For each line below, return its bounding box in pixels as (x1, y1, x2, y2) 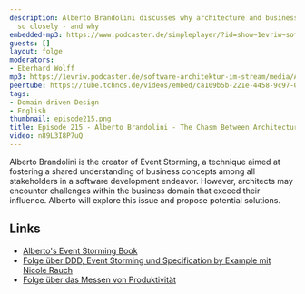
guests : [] (9, 38, 51, 48)
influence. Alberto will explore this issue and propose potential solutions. (9, 194, 281, 205)
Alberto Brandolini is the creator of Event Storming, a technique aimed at (9, 156, 281, 167)
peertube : (9, 81, 47, 90)
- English (9, 106, 47, 115)
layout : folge (9, 47, 64, 56)
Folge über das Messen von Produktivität (22, 274, 177, 285)
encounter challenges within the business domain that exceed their (9, 185, 261, 196)
